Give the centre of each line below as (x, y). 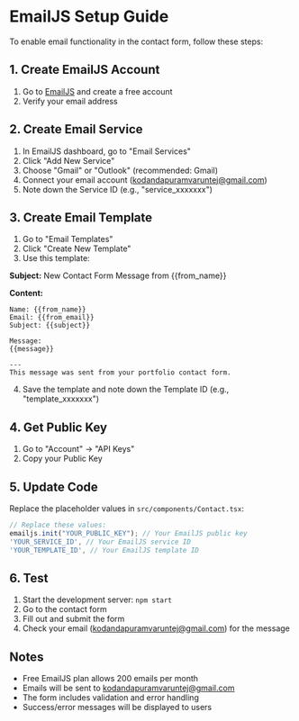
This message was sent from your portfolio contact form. (120, 373)
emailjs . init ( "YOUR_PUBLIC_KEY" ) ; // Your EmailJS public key (128, 533)
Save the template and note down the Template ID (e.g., (126, 390)
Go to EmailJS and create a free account (97, 91)
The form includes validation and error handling (111, 698)
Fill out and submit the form (73, 619)
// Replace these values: (58, 525)
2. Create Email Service (76, 129)
